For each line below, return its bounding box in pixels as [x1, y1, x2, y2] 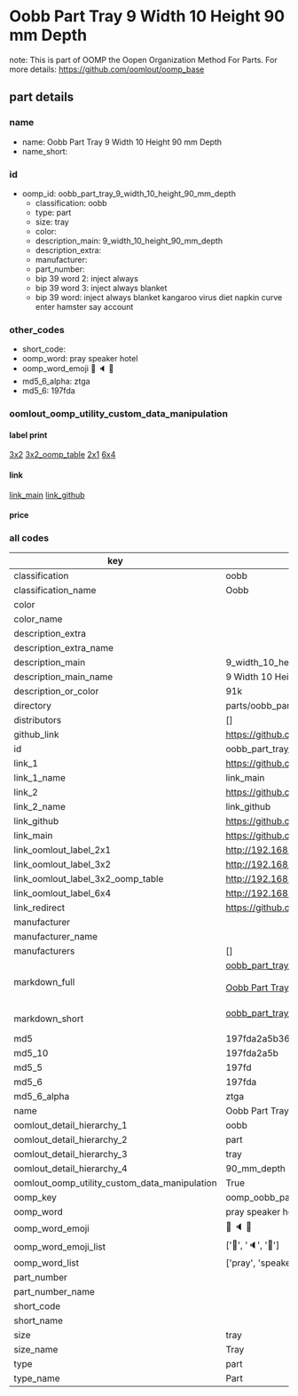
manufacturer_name [13, 931, 98, 943]
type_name [13, 1372, 60, 1384]
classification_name [13, 584, 97, 597]
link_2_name [13, 801, 67, 813]
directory [13, 700, 51, 712]
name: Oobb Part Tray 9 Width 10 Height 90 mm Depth [21, 136, 223, 147]
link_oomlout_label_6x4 [13, 887, 112, 900]
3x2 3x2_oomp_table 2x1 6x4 [9, 449, 116, 460]
